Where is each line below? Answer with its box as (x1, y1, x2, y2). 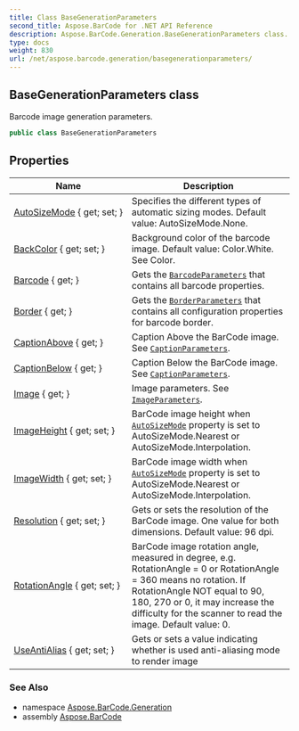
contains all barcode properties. (132, 279, 265, 292)
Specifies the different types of (132, 194, 262, 207)
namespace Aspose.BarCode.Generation (21, 702, 172, 712)
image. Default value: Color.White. (132, 242, 274, 255)
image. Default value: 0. (132, 618, 231, 630)
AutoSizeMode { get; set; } (13, 206, 124, 218)
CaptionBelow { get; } (13, 362, 102, 374)
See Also (9, 681, 49, 694)
